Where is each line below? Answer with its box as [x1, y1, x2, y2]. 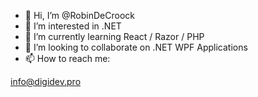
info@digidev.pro [10, 76, 82, 87]
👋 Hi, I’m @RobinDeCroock [24, 10, 135, 21]
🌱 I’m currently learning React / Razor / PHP [24, 31, 205, 42]
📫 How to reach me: [24, 53, 111, 64]
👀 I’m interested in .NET [24, 20, 122, 32]
